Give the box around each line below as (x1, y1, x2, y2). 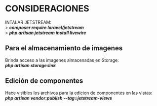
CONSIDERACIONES (5, 3, 90, 14)
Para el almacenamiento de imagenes (5, 44, 123, 52)
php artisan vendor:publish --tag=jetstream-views (5, 95, 113, 101)
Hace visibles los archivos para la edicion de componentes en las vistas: (5, 90, 153, 96)
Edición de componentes (5, 77, 83, 85)
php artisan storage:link (5, 62, 56, 68)
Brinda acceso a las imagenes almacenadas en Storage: (5, 57, 119, 63)
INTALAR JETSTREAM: (5, 19, 52, 25)
